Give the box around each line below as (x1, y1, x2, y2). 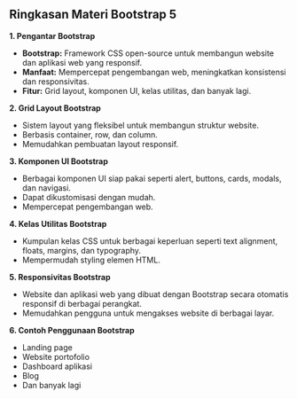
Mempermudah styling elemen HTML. (21, 254, 161, 265)
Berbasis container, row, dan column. (21, 129, 158, 140)
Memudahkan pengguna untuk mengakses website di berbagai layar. (21, 308, 275, 318)
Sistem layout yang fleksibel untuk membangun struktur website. (21, 120, 260, 130)
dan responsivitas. (21, 75, 90, 87)
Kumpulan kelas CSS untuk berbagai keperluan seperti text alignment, (21, 235, 278, 246)
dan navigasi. (21, 182, 71, 193)
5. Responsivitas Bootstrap (9, 271, 111, 282)
